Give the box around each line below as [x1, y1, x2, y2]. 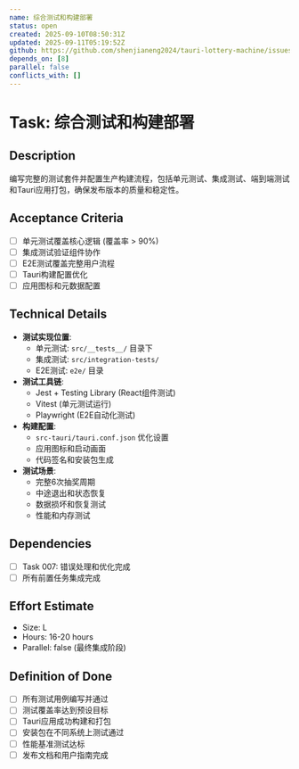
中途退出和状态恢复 [35, 487, 107, 498]
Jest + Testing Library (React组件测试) [35, 387, 176, 398]
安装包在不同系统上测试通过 [21, 727, 125, 738]
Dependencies [9, 536, 92, 551]
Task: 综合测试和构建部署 [9, 112, 195, 132]
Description [9, 148, 76, 163]
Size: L [21, 622, 47, 633]
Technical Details [9, 307, 108, 322]
